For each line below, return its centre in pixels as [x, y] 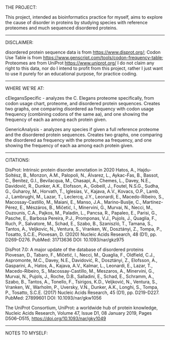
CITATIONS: [18, 160]
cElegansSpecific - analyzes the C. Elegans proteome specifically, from [80, 98]
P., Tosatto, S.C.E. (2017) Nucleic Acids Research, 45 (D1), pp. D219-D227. [82, 292]
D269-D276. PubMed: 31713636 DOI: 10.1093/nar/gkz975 [65, 240]
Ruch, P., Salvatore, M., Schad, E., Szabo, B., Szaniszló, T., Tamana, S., [79, 224]
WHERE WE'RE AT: [25, 88]
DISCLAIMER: [19, 42]
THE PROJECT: [21, 7]
